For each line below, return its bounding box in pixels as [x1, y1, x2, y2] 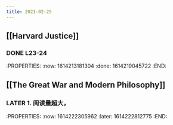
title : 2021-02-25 [6, 8, 52, 15]
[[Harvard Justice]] [6, 31, 79, 41]
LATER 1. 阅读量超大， [6, 99, 70, 107]
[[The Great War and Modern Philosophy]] [6, 80, 166, 90]
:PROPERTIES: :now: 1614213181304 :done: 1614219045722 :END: [6, 62, 167, 69]
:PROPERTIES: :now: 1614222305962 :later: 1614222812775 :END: [6, 113, 168, 120]
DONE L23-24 [6, 48, 48, 57]
